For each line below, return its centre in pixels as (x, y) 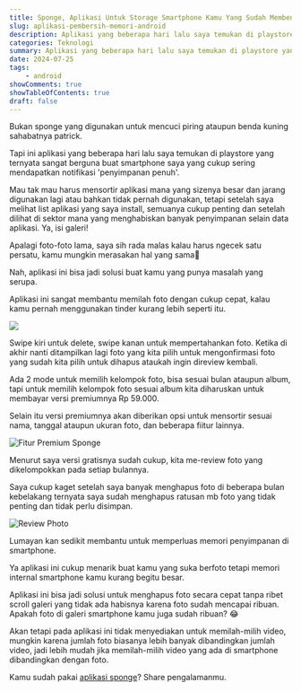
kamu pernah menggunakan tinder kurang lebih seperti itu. (118, 309)
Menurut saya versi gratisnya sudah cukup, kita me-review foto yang (136, 460)
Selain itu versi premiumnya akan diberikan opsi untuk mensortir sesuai (141, 416)
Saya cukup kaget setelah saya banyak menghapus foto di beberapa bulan (147, 487)
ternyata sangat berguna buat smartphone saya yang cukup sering (132, 163)
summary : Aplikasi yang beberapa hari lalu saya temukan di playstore (144, 51)
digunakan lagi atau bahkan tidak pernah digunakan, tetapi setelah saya (142, 199)
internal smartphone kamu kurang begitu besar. (97, 577)
